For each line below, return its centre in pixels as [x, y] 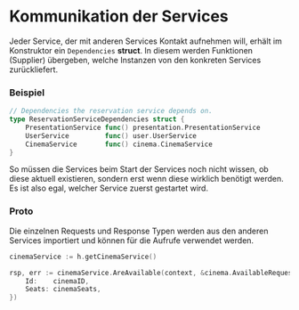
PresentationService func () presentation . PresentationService [143, 127]
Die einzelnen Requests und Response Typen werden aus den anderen [139, 231]
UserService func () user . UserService [111, 135]
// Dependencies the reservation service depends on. [111, 111]
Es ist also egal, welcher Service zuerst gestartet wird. [109, 188]
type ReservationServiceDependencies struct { [97, 119]
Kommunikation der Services [119, 16]
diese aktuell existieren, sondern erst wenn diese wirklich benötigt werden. [146, 179]
